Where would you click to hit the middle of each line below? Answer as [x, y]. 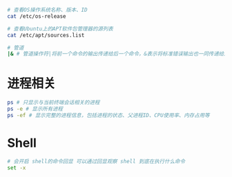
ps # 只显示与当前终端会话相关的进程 [54, 103]
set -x [17, 168]
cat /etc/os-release [37, 16]
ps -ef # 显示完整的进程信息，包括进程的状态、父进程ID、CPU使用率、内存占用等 [108, 115]
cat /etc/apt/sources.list [46, 35]
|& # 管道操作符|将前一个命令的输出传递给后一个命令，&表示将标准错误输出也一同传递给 [116, 54]
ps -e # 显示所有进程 [35, 109]
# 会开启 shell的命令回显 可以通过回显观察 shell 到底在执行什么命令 [96, 161]
